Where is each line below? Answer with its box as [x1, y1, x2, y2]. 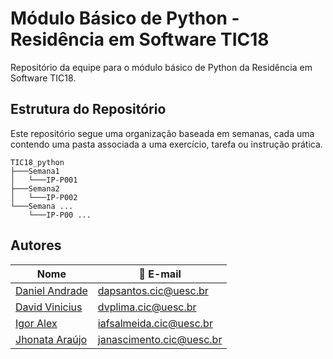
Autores [10, 237, 62, 254]
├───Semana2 [10, 183, 60, 194]
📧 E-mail [138, 267, 182, 281]
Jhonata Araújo [15, 332, 88, 346]
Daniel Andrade [15, 283, 88, 297]
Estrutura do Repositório [10, 101, 167, 118]
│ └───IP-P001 [10, 175, 78, 185]
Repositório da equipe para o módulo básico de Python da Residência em [10, 61, 313, 73]
